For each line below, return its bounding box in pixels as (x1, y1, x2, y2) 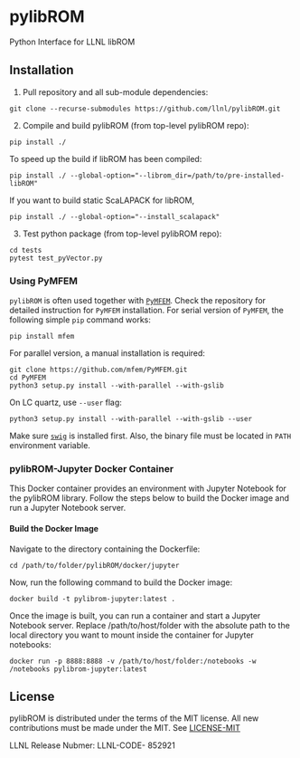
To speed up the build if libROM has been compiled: (9, 153, 202, 164)
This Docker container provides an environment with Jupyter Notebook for (9, 483, 287, 494)
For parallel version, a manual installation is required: (9, 348, 206, 359)
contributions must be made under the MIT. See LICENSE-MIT (9, 723, 241, 734)
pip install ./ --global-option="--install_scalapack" (9, 212, 220, 221)
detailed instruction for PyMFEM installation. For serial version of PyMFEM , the (9, 305, 285, 316)
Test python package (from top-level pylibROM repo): (22, 228, 222, 239)
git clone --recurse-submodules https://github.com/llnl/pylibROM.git (9, 104, 281, 113)
